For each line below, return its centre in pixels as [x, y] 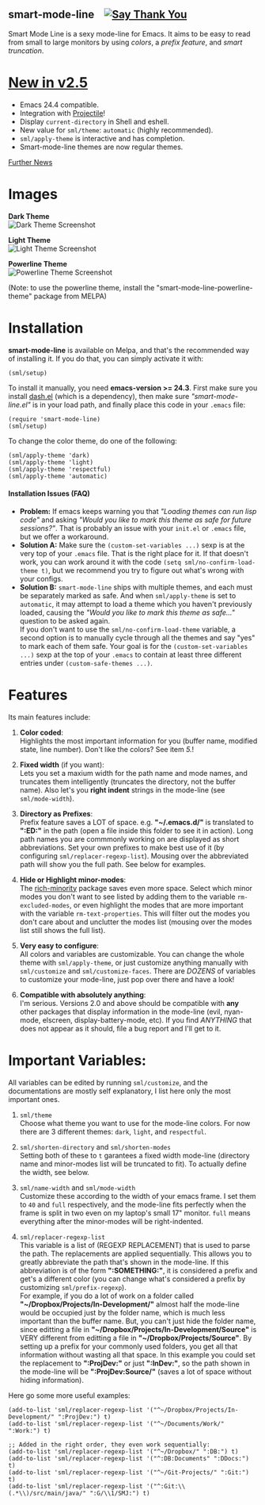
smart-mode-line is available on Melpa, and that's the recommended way [129, 350]
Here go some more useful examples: [69, 1395]
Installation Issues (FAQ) [49, 493]
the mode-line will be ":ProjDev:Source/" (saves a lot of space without [135, 1371]
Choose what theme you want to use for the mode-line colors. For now [135, 1123]
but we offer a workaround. [64, 536]
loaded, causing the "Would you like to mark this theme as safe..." [127, 612]
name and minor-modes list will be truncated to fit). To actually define [133, 1164]
